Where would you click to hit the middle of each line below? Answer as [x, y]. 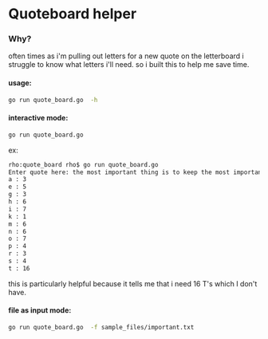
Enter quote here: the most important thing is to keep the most [119, 172]
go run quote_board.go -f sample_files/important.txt [101, 327]
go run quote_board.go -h [53, 100]
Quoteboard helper [73, 14]
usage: [20, 83]
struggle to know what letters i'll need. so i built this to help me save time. [129, 65]
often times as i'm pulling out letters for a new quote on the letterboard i [126, 56]
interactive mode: [38, 118]
